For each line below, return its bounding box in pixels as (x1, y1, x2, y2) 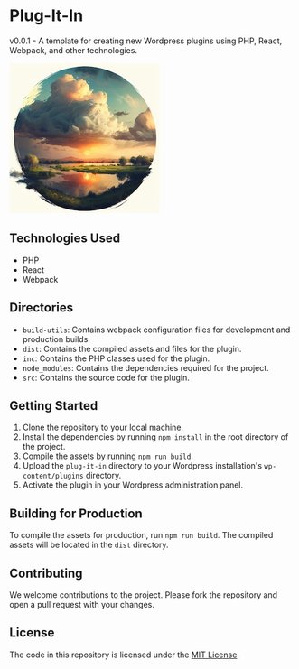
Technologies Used (9, 231, 120, 246)
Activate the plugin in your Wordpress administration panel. (22, 479, 244, 490)
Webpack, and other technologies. (9, 44, 138, 55)
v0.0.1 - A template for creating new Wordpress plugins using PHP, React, (9, 35, 283, 46)
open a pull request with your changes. (9, 599, 155, 609)
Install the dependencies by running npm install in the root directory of (22, 432, 289, 442)
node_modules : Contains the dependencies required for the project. (22, 362, 269, 373)
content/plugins (22, 471, 84, 481)
